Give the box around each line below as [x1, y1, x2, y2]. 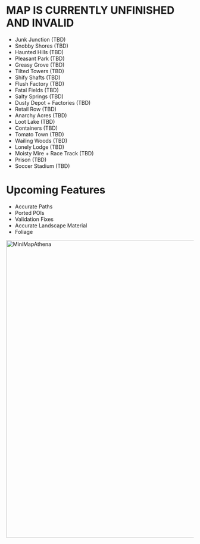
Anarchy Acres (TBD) [14, 111, 67, 119]
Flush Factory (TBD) [14, 80, 64, 87]
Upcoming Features [6, 183, 106, 197]
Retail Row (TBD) [14, 105, 57, 112]
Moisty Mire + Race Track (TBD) [14, 149, 94, 157]
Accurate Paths [14, 203, 53, 210]
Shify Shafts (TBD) [14, 74, 61, 81]
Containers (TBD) [14, 124, 58, 132]
